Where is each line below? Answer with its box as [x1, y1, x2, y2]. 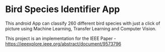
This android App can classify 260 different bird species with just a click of [5, 20, 160, 26]
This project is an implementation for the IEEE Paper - [5, 35, 116, 41]
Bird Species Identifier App [5, 4, 120, 15]
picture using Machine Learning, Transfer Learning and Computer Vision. [5, 25, 157, 31]
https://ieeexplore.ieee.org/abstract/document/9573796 [5, 40, 122, 46]
